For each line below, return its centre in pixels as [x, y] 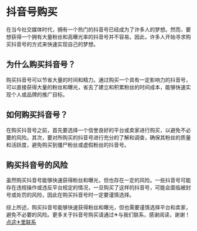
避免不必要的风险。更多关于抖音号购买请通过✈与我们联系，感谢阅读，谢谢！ [98, 215]
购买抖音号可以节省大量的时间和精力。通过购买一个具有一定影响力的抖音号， [98, 79]
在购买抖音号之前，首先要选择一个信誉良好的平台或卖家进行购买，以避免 [93, 130]
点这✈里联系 [21, 222]
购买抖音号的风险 [37, 165]
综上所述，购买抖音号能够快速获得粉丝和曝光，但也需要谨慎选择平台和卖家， [98, 207]
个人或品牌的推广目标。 [39, 94]
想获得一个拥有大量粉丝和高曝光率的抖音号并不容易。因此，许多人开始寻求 [96, 36]
